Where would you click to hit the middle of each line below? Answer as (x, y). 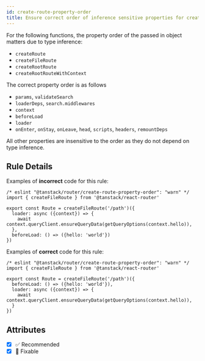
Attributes (26, 330)
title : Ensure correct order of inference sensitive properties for (95, 18)
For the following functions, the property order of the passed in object (94, 35)
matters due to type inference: (45, 42)
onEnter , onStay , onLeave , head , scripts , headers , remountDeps (91, 129)
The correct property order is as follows (56, 85)
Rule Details (30, 166)
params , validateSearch (44, 97)
